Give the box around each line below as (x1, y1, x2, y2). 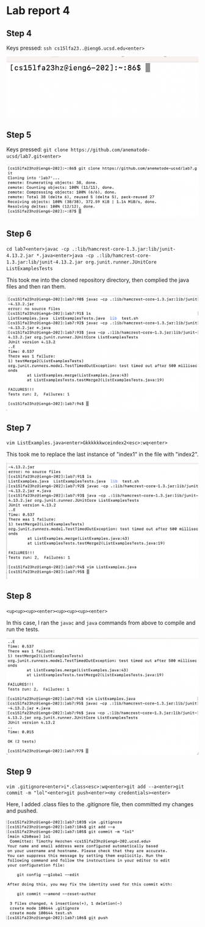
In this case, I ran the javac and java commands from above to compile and (6, 619, 196, 626)
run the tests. (6, 626, 40, 633)
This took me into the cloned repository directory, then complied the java (6, 276, 189, 284)
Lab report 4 (6, 4, 70, 18)
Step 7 (6, 422, 32, 433)
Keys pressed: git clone (6, 146, 68, 153)
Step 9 (6, 766, 32, 777)
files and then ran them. (6, 282, 66, 290)
